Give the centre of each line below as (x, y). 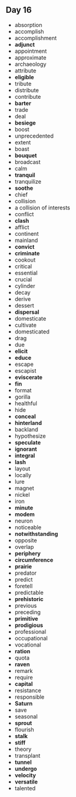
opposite (26, 540)
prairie (23, 566)
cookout (25, 260)
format (23, 390)
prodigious (29, 625)
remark (24, 671)
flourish (24, 729)
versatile (26, 782)
